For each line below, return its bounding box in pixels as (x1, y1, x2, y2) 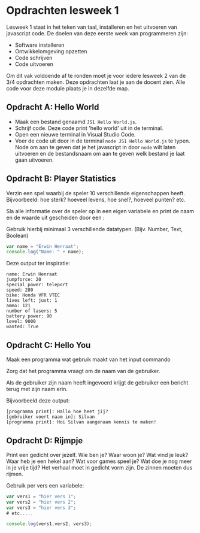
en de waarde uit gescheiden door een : (6, 214, 105, 221)
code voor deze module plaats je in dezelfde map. (6, 84, 130, 92)
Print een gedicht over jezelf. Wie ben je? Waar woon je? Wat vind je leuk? (6, 451, 189, 458)
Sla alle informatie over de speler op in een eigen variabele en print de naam (6, 207, 195, 214)
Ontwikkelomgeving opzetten (14, 47, 88, 54)
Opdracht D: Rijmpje (6, 435, 83, 446)
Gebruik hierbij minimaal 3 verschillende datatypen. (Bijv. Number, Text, (6, 225, 183, 232)
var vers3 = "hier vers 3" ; (6, 504, 77, 511)
